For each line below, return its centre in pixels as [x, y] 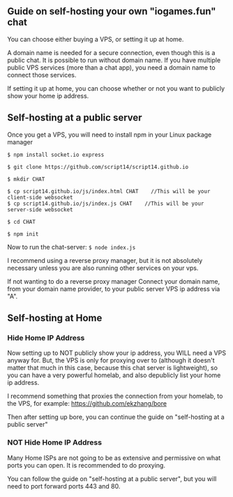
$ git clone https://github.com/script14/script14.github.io [98, 167]
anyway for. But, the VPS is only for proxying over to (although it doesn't [111, 360]
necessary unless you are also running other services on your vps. [103, 268]
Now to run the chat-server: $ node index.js [72, 247]
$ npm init [23, 234]
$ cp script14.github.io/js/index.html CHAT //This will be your [109, 191]
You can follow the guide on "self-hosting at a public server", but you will [112, 479]
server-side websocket [40, 209]
